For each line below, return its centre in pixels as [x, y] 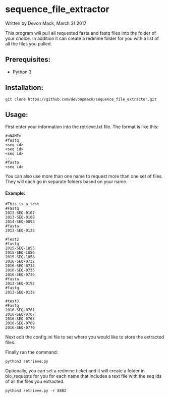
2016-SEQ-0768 [20, 319]
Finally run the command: [32, 352]
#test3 [12, 301]
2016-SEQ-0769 [20, 323]
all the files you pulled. [29, 43]
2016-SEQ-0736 [20, 274]
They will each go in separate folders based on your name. [66, 182]
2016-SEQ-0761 [20, 310]
